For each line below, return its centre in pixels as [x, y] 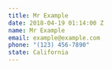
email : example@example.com [54, 38]
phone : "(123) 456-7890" [49, 45]
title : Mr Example [38, 15]
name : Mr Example [37, 30]
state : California [38, 52]
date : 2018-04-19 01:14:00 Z [56, 23]
